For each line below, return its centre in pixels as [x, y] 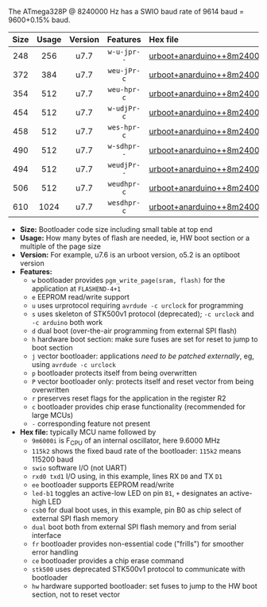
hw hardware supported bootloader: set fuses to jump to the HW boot [145, 586]
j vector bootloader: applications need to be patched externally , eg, [143, 356]
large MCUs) [52, 415]
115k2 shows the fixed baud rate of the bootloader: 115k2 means [136, 450]
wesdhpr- [124, 203]
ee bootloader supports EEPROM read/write [103, 485]
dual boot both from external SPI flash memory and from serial [134, 527]
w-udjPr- [124, 108]
